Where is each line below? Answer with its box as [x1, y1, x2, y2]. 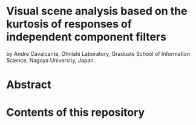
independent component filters [6, 30, 166, 44]
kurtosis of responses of [6, 17, 132, 31]
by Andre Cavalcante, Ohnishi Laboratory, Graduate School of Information [6, 50, 191, 57]
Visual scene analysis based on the [6, 4, 188, 18]
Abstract [6, 78, 51, 92]
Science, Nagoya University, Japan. [6, 56, 96, 64]
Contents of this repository [6, 106, 145, 120]
